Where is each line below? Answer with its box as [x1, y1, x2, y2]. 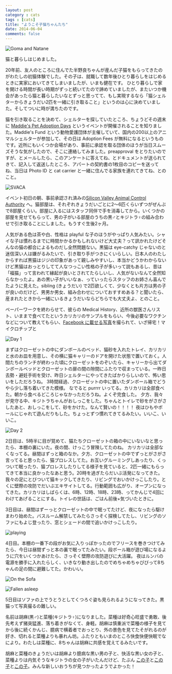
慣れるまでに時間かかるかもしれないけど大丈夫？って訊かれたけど [23, 238, 162, 244]
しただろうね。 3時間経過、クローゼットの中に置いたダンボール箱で [14, 379, 157, 385]
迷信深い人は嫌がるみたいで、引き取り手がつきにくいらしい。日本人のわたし [5, 251, 166, 256]
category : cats [5, 12, 40, 17]
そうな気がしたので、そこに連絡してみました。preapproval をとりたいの [9, 148, 162, 154]
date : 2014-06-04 [5, 27, 42, 32]
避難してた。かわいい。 [36, 566, 86, 572]
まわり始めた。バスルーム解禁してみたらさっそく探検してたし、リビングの [5, 513, 162, 519]
